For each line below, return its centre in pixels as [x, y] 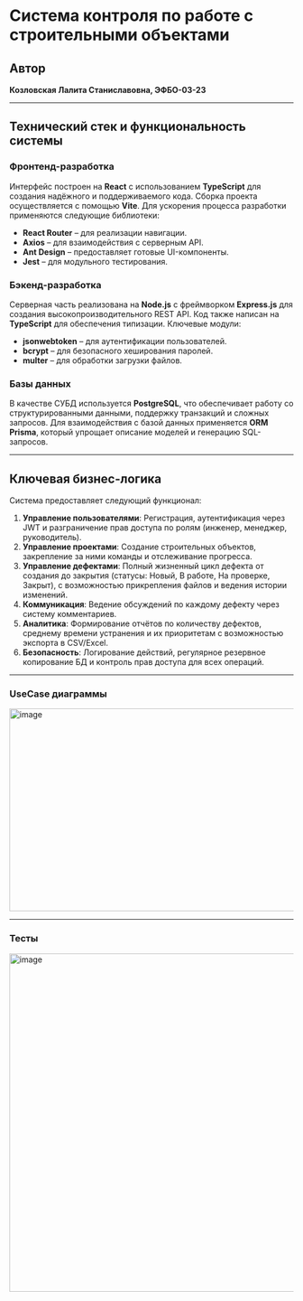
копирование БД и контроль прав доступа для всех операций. [143, 662]
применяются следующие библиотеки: [85, 215]
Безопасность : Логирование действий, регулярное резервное [144, 652]
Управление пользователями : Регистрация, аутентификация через [154, 518]
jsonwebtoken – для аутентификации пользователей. [124, 341]
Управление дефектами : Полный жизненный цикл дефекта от [143, 566]
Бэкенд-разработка [55, 285]
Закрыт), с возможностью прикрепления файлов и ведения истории [155, 585]
